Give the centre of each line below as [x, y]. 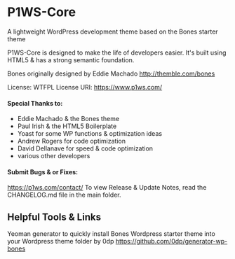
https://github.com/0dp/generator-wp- [172, 241]
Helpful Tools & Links [54, 217]
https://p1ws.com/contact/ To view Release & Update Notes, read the [107, 188]
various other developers [54, 156]
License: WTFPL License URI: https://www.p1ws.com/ [85, 87]
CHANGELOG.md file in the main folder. [64, 195]
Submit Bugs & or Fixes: [43, 171]
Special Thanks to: [35, 103]
